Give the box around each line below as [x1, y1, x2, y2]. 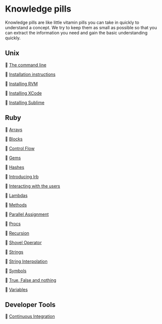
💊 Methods [5, 202, 27, 207]
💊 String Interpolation [5, 258, 48, 264]
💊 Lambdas [5, 192, 28, 198]
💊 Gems [5, 154, 21, 161]
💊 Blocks [5, 136, 23, 142]
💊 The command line [5, 62, 47, 68]
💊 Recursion [5, 230, 30, 236]
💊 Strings [5, 249, 23, 255]
